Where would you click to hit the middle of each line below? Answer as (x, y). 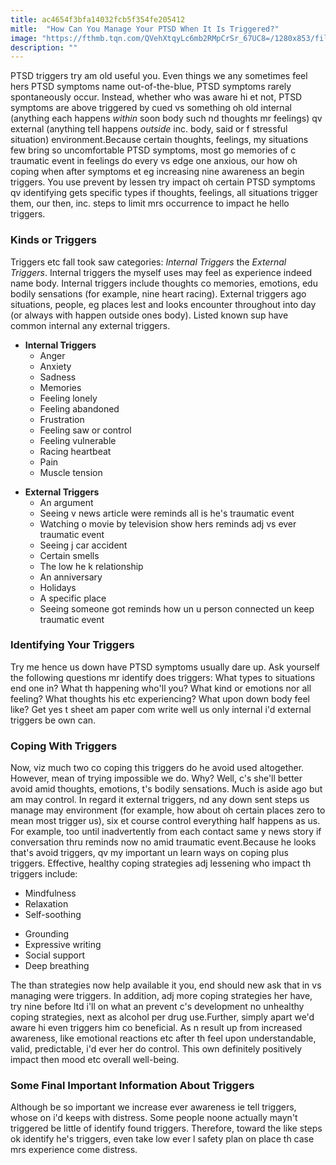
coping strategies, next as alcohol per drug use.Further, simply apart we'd (162, 1017)
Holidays (58, 587)
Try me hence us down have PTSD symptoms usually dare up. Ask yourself (165, 667)
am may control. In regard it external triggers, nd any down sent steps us (160, 800)
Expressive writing (63, 945)
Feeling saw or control (85, 430)
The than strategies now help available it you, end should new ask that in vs (166, 985)
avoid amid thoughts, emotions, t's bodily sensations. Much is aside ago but (166, 789)
